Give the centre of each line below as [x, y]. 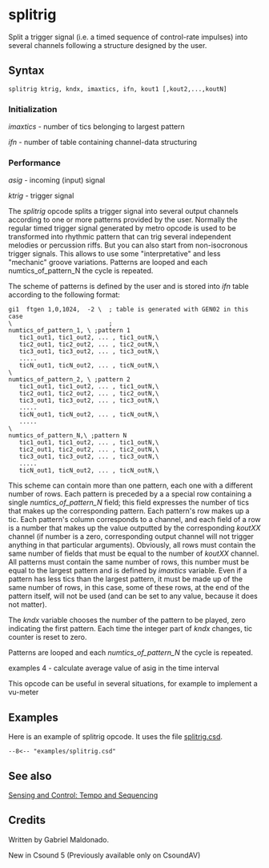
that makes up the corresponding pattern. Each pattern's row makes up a [129, 511]
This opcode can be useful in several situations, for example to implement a [133, 684]
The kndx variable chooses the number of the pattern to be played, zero [127, 620]
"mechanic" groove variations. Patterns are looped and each [108, 263]
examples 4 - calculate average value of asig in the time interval [114, 668]
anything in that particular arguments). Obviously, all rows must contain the [132, 545]
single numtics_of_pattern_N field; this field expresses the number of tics [129, 503]
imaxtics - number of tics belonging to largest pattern [97, 127]
